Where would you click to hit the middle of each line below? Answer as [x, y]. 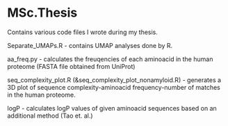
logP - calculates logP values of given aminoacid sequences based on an [112, 108]
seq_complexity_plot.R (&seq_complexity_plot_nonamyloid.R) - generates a [114, 80]
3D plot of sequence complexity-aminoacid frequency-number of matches [114, 87]
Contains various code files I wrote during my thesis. [83, 32]
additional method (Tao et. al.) [50, 116]
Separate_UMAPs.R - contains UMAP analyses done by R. [90, 45]
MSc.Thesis [42, 13]
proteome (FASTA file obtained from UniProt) [71, 66]
